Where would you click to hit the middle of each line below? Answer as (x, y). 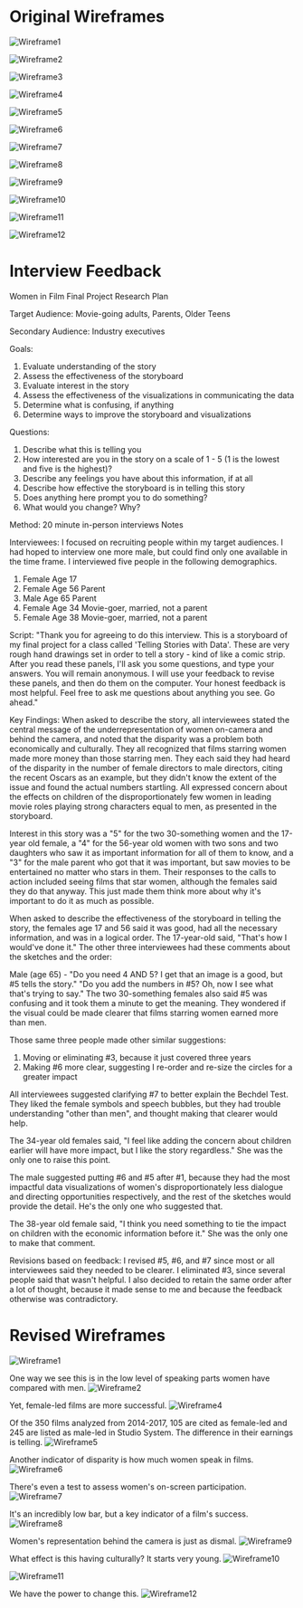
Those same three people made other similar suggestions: (118, 1040)
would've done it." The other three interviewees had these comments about (150, 947)
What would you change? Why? (81, 507)
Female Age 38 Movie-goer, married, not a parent (115, 617)
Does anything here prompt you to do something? (115, 497)
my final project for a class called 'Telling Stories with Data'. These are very (150, 644)
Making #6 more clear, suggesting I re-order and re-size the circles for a (157, 1067)
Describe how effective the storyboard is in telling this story (134, 488)
